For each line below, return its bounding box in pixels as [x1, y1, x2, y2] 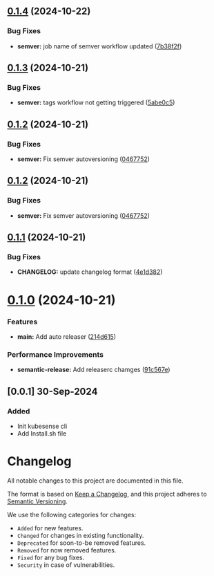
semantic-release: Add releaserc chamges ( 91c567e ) [17, 366, 171, 374]
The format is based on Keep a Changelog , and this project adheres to [7, 490, 207, 498]
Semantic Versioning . [7, 497, 68, 505]
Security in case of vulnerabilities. [17, 560, 115, 569]
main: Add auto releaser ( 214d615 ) [17, 332, 116, 341]
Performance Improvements [7, 349, 104, 359]
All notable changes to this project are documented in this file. [7, 476, 184, 485]
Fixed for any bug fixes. [17, 553, 85, 561]
